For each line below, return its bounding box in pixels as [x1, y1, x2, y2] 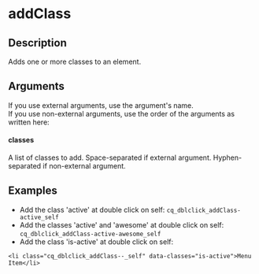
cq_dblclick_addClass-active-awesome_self [19, 230, 161, 238]
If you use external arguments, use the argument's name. [8, 100, 194, 110]
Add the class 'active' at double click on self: [19, 205, 165, 214]
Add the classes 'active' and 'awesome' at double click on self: [19, 220, 224, 229]
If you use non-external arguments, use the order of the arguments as [8, 109, 235, 118]
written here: [8, 117, 50, 127]
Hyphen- [213, 153, 242, 162]
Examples [8, 184, 57, 198]
